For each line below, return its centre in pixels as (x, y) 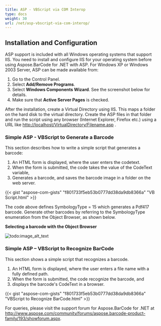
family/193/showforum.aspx (33, 318)
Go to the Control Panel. (36, 79)
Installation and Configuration (51, 42)
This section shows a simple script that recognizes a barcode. (67, 259)
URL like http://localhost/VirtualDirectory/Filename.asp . (61, 125)
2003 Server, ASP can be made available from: (52, 70)
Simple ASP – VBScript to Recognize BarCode (59, 249)
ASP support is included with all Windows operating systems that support (78, 54)
